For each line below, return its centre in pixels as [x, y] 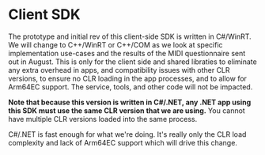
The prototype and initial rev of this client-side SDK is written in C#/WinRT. [130, 36]
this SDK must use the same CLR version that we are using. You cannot [127, 110]
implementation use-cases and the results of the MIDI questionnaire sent [127, 53]
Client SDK [44, 15]
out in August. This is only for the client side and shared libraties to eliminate [132, 62]
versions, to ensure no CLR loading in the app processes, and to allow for [128, 78]
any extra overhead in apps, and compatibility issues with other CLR [119, 70]
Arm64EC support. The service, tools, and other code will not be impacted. [131, 87]
